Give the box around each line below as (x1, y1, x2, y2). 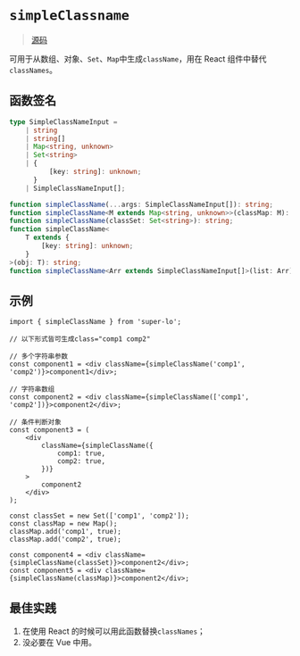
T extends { (25, 233, 70, 243)
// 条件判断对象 (9, 418, 62, 427)
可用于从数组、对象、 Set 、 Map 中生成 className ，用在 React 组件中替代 (9, 53, 267, 64)
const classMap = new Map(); (9, 519, 118, 528)
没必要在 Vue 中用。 (21, 637, 96, 648)
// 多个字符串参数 (9, 352, 69, 361)
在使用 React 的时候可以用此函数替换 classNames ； (21, 626, 205, 636)
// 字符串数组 (9, 385, 55, 394)
